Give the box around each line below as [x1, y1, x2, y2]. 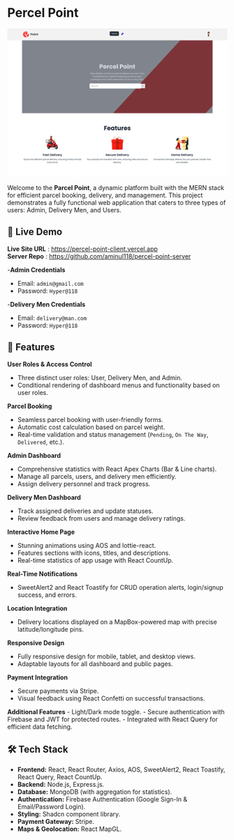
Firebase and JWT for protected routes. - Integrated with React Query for [7, 715, 218, 723]
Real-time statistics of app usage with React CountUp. [17, 556, 174, 564]
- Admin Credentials [7, 266, 66, 274]
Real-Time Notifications [7, 570, 78, 578]
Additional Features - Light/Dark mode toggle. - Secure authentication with [7, 707, 225, 716]
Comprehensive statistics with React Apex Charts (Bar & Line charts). [17, 465, 217, 473]
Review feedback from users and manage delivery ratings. [17, 514, 186, 522]
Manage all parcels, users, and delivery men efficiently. [17, 472, 177, 480]
